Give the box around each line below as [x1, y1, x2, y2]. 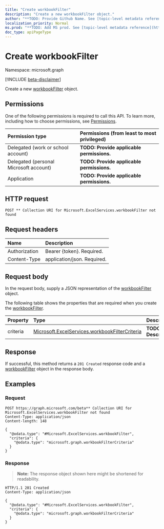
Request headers [5, 225, 59, 233]
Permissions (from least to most [80, 130, 157, 137]
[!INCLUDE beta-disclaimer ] [5, 76, 61, 82]
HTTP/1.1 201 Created [5, 485, 49, 490]
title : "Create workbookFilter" [5, 7, 71, 12]
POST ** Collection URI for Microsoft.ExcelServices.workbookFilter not [5, 208, 156, 213]
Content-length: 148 [5, 418, 47, 424]
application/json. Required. [45, 256, 106, 263]
